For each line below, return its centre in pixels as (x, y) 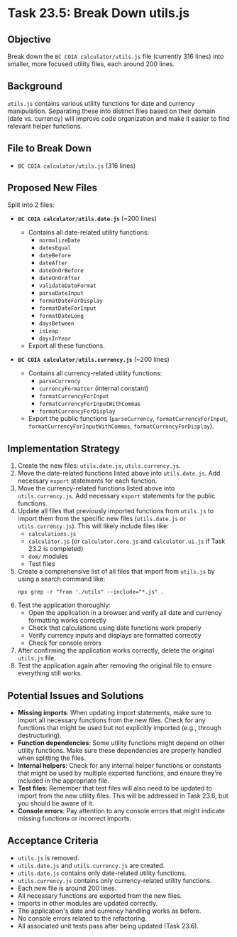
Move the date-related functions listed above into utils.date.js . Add (119, 473)
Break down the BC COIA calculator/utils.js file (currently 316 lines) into (116, 56)
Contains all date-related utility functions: (89, 232)
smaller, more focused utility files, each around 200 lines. (91, 64)
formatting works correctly (67, 621)
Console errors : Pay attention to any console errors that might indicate (121, 811)
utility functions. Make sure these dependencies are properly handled (119, 751)
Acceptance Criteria (53, 841)
